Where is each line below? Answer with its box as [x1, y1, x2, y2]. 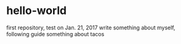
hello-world [6, 4, 67, 18]
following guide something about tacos [6, 30, 105, 37]
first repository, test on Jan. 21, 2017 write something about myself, [6, 24, 175, 31]
